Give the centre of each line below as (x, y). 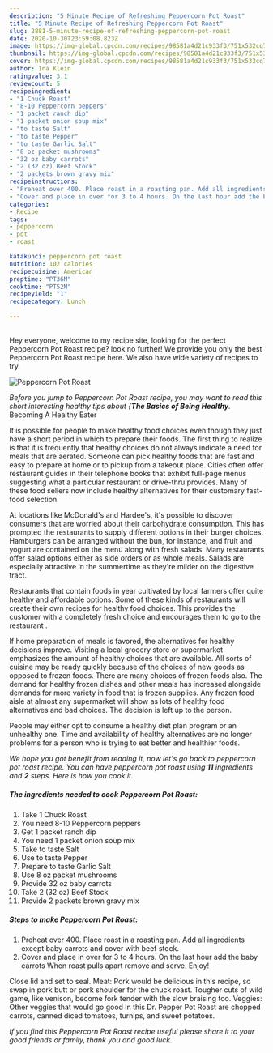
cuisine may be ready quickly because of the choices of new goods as (127, 667)
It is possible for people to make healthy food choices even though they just (136, 431)
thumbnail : (28, 53)
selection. (43, 499)
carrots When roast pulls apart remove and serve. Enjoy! (115, 966)
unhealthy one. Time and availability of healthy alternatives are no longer (131, 734)
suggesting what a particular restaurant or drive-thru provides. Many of (128, 482)
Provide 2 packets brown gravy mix (80, 901)
